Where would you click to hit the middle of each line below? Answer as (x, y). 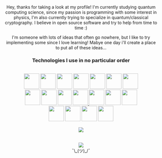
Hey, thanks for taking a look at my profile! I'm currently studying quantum (81, 7)
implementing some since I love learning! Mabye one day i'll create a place (81, 43)
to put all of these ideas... (81, 48)
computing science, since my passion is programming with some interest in (81, 12)
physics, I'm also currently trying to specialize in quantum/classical (81, 17)
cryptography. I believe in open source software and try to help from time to (81, 23)
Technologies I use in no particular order (81, 60)
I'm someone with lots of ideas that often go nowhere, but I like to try (81, 37)
